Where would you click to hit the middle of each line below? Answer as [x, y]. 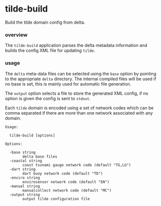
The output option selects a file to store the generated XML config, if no [77, 93]
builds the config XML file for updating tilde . [50, 51]
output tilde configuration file [56, 199]
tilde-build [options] [32, 135]
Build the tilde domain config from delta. [45, 22]
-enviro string [25, 177]
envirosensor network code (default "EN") [66, 182]
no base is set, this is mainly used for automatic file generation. [68, 84]
